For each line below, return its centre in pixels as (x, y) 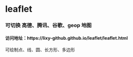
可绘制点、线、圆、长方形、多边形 (40, 50)
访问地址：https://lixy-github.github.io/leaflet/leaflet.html (66, 38)
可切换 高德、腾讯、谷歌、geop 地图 (49, 26)
